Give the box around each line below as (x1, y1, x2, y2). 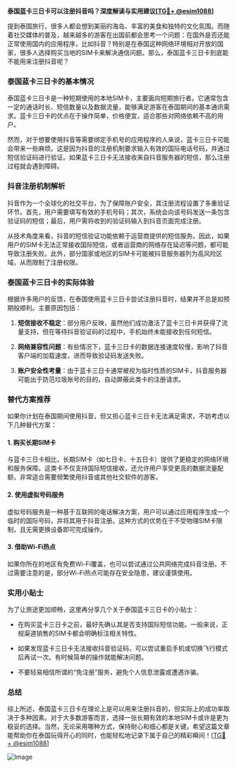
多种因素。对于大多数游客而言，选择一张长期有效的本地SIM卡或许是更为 (19, 714, 229, 722)
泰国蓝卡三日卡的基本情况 (7, 76, 95, 86)
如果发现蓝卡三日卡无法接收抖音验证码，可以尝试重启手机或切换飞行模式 (17, 644, 228, 653)
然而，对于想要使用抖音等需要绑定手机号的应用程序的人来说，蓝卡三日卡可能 (7, 136, 230, 144)
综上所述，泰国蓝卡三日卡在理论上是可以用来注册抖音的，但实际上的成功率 (7, 704, 224, 713)
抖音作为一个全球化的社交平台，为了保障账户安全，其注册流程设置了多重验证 (7, 199, 230, 207)
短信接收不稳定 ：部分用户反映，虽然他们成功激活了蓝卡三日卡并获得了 (17, 318, 222, 327)
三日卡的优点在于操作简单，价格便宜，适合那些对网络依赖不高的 (31, 112, 217, 120)
